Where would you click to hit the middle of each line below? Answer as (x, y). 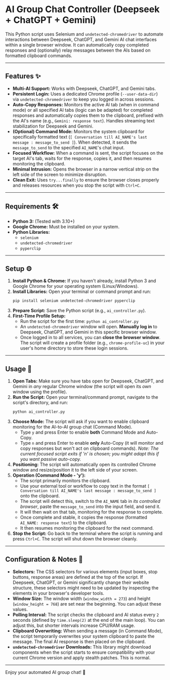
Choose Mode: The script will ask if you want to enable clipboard (81, 421)
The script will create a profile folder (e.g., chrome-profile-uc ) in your (92, 343)
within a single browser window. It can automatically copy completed (77, 45)
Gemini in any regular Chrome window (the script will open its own (82, 387)
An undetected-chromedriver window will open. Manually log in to (89, 327)
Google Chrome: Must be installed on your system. (66, 227)
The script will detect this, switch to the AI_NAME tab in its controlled (90, 501)
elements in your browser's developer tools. (58, 593)
